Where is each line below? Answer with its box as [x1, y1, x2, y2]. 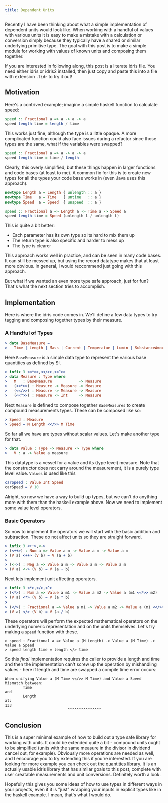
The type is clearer [12, 243, 51, 249]
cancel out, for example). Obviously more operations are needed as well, [5, 750, 155, 756]
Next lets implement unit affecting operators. [5, 576, 97, 582]
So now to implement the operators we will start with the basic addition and [5, 528, 160, 534]
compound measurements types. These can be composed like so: [5, 408, 141, 414]
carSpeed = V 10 [5, 484, 39, 490]
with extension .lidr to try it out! [5, 73, 73, 79]
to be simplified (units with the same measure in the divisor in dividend [5, 745, 151, 751]
